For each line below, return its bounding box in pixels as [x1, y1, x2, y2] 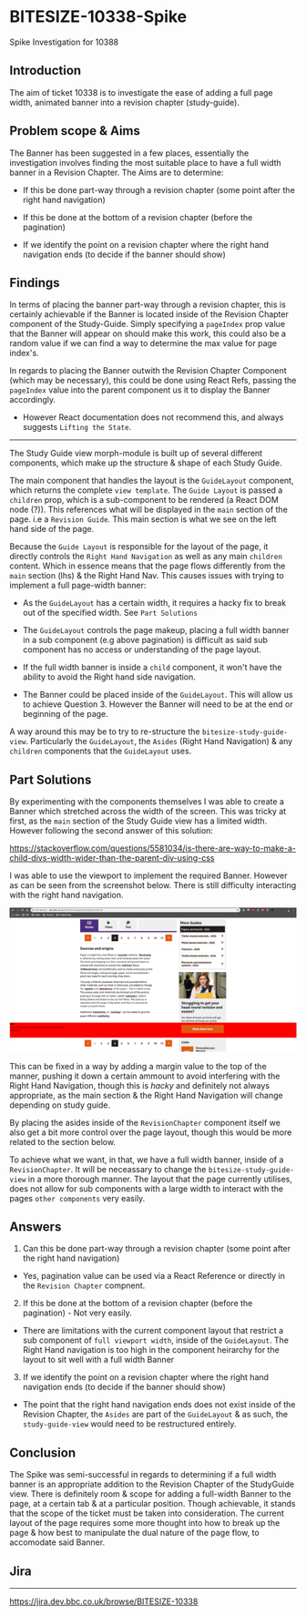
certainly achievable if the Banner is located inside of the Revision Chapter [9, 309, 289, 320]
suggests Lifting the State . [22, 422, 132, 433]
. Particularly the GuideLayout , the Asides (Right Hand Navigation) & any [25, 736, 293, 747]
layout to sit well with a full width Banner [22, 1355, 175, 1365]
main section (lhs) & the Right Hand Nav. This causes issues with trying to [9, 570, 284, 581]
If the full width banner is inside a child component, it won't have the [22, 662, 282, 673]
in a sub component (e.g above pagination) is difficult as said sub [22, 635, 269, 646]
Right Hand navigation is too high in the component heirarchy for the [22, 1345, 280, 1355]
